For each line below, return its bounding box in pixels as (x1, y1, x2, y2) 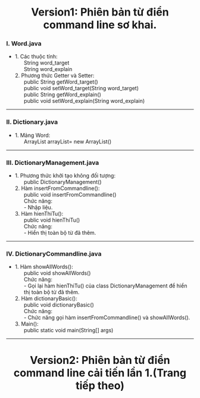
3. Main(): (14, 320, 39, 327)
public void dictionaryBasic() (23, 301, 94, 308)
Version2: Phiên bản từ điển (29, 353, 171, 367)
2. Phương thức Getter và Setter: (14, 72, 95, 79)
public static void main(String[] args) (23, 327, 114, 334)
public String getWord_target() (23, 78, 98, 85)
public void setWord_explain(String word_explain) (23, 97, 145, 105)
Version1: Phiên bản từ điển (31, 5, 169, 19)
